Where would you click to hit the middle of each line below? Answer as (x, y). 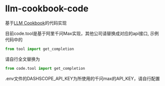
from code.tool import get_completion (45, 68)
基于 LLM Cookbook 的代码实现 (36, 23)
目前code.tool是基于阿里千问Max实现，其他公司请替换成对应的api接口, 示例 (82, 33)
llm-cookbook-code (47, 9)
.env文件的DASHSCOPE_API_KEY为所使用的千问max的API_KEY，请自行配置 (82, 78)
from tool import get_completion (40, 49)
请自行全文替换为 (23, 59)
